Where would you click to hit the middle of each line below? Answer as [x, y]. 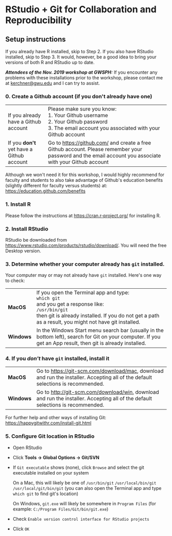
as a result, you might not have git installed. [89, 322]
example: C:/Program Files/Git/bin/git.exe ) [60, 509]
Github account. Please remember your [95, 149]
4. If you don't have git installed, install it [57, 358]
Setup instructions [36, 39]
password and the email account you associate [104, 156]
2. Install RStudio [27, 229]
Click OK [21, 529]
